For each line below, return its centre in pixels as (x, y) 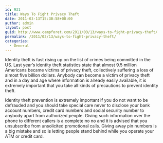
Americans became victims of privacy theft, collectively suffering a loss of (79, 70)
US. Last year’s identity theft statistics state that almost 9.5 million (71, 65)
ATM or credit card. (25, 136)
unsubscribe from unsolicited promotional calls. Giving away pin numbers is (81, 126)
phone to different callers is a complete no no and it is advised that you (76, 121)
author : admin (19, 23)
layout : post (18, 28)
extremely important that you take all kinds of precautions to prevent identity (82, 85)
